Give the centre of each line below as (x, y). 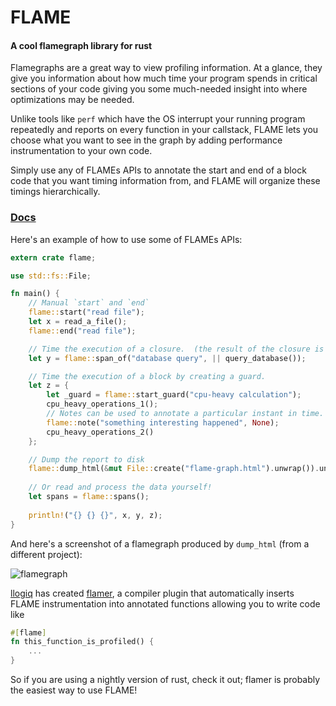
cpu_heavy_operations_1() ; (102, 404)
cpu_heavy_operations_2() (100, 432)
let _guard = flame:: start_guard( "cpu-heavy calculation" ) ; (174, 395)
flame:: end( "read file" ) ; (82, 331)
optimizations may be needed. (72, 100)
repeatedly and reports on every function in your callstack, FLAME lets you (164, 130)
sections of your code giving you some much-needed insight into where (159, 89)
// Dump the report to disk (86, 459)
